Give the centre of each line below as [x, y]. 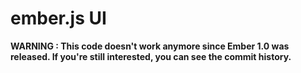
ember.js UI [58, 18]
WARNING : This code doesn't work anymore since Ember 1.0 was [150, 46]
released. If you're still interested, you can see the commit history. [151, 56]
